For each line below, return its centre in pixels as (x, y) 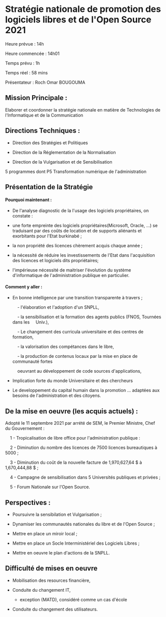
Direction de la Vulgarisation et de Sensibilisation (62, 162)
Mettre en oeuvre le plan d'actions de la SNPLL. (61, 553)
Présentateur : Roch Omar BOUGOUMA (45, 82)
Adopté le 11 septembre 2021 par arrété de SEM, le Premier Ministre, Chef (80, 423)
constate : (23, 216)
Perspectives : (28, 502)
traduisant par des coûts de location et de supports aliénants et (77, 231)
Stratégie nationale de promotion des (83, 9)
